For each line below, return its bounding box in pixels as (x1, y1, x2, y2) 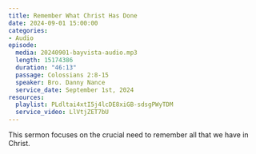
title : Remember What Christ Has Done (8, 11, 138, 20)
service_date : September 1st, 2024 (15, 85, 134, 94)
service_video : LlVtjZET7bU (15, 109, 110, 116)
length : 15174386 (15, 57, 74, 65)
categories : (8, 26, 48, 34)
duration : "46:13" (15, 64, 78, 72)
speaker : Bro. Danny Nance (15, 78, 106, 86)
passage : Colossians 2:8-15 (15, 71, 110, 79)
